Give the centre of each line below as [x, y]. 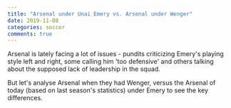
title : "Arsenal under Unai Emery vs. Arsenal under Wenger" [100, 14]
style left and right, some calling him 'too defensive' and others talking [111, 62]
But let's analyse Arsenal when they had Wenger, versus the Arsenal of [112, 83]
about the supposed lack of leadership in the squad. [84, 69]
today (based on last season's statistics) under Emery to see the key [108, 90]
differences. [25, 98]
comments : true [30, 34]
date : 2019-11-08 [33, 21]
